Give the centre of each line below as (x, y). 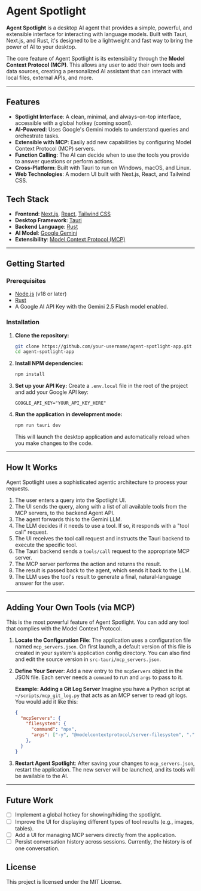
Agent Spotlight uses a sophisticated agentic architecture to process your (97, 482)
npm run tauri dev (38, 425)
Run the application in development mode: (68, 414)
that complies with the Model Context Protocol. (64, 628)
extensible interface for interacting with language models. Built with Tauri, (97, 34)
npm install (30, 374)
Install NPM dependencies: (49, 363)
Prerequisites (26, 280)
